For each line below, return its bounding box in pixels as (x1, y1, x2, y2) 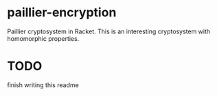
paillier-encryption (7, 5, 117, 20)
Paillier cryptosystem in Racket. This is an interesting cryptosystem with (7, 27, 211, 35)
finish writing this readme (7, 80, 79, 89)
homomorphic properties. (7, 34, 80, 42)
